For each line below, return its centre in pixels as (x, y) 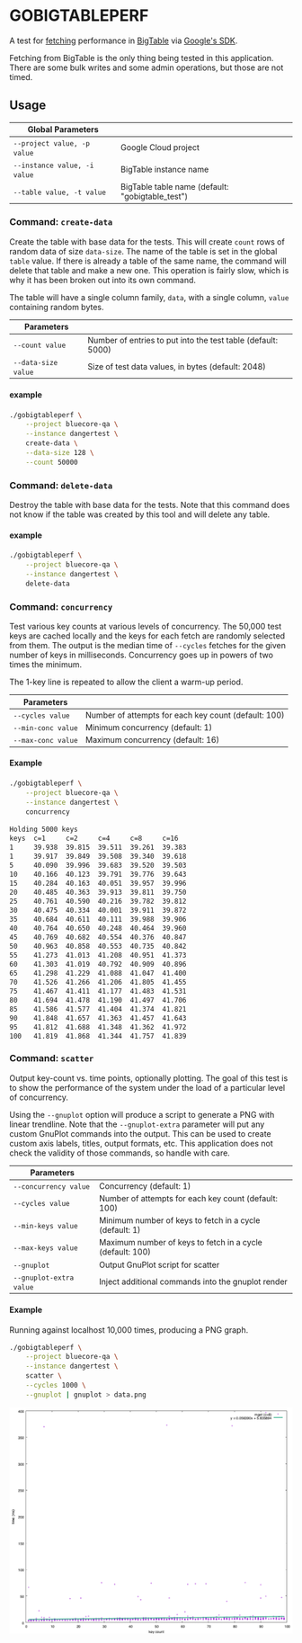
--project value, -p (52, 143)
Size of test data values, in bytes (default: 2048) (177, 367)
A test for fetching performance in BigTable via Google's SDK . (124, 40)
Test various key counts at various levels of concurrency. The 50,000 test (146, 627)
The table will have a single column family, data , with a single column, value (149, 297)
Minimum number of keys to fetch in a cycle (179, 1220)
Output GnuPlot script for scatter (159, 1264)
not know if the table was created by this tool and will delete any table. (140, 514)
